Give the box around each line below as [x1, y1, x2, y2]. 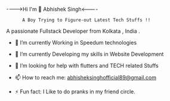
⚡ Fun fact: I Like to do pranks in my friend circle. [14, 88, 136, 95]
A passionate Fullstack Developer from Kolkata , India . [6, 27, 140, 34]
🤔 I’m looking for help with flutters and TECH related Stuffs [14, 62, 159, 69]
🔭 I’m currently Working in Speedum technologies [14, 39, 137, 46]
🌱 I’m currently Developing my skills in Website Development [14, 50, 164, 58]
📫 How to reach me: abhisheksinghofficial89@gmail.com [14, 74, 157, 81]
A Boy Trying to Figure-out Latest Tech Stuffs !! [21, 17, 151, 23]
